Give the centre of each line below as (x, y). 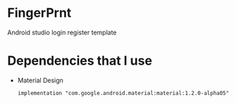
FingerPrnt (39, 13)
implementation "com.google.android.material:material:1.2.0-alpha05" (123, 93)
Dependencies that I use (80, 61)
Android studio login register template (62, 32)
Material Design (40, 80)
